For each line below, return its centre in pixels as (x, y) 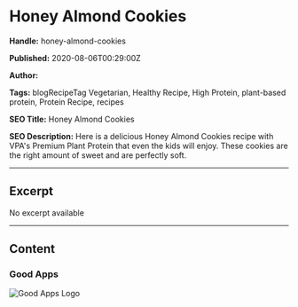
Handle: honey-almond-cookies (68, 41)
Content (32, 249)
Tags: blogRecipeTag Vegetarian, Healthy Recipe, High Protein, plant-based (148, 92)
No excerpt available (47, 213)
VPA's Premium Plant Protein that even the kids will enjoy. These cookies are (149, 146)
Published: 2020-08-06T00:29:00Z (75, 58)
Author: (24, 75)
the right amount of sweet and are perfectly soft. (98, 155)
